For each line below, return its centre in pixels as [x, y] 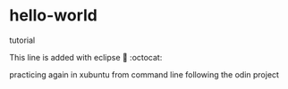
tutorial [22, 40]
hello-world [54, 16]
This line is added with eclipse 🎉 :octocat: [86, 57]
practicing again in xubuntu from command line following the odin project [144, 74]
